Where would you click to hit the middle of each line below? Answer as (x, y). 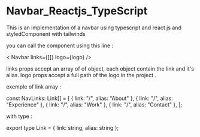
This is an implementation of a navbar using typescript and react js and (94, 28)
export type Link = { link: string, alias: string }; (63, 127)
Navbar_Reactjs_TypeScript (77, 11)
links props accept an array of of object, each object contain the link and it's (100, 68)
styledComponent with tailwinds (46, 34)
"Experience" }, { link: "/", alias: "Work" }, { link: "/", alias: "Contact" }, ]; (94, 104)
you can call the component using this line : (60, 45)
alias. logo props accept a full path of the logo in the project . (81, 75)
